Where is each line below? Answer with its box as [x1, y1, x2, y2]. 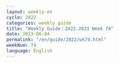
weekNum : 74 [6, 43, 36, 49]
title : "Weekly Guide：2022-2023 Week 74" [6, 25, 114, 32]
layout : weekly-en [6, 8, 53, 15]
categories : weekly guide [6, 20, 71, 26]
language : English [6, 48, 53, 54]
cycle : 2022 [6, 14, 36, 20]
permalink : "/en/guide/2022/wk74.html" [6, 37, 107, 43]
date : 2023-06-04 [6, 31, 50, 37]
